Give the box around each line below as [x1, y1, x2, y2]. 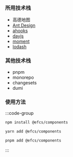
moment [12, 39, 30, 45]
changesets [12, 79, 37, 86]
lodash [12, 44, 26, 50]
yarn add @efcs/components [5, 129, 61, 134]
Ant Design [12, 23, 36, 29]
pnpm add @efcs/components [5, 138, 61, 143]
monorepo [12, 74, 34, 80]
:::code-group [5, 110, 34, 116]
